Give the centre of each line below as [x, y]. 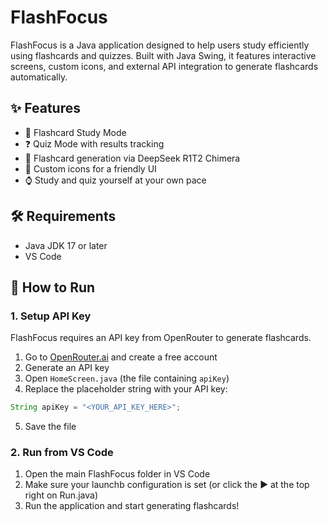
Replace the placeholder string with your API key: [126, 389]
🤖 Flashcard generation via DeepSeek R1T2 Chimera [132, 158]
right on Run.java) [61, 495]
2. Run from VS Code [62, 453]
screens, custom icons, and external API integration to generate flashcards [164, 66]
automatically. [39, 77]
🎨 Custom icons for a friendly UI [90, 168]
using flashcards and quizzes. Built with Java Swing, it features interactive [163, 55]
